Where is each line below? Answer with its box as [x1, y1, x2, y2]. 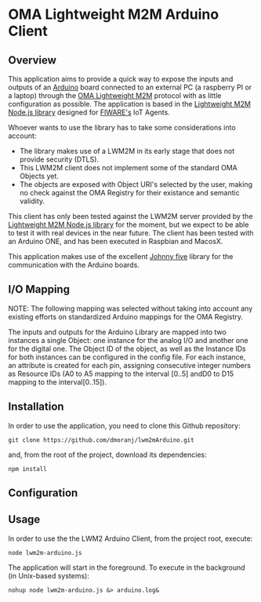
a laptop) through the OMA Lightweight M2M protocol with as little [8, 91, 222, 100]
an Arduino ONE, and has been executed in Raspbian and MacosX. [8, 237, 223, 246]
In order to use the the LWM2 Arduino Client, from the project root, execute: [8, 534, 253, 543]
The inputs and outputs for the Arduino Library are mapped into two [8, 327, 227, 337]
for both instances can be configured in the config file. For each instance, [8, 352, 246, 362]
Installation [8, 400, 64, 414]
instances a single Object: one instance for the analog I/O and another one [8, 335, 248, 345]
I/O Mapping [8, 283, 71, 296]
